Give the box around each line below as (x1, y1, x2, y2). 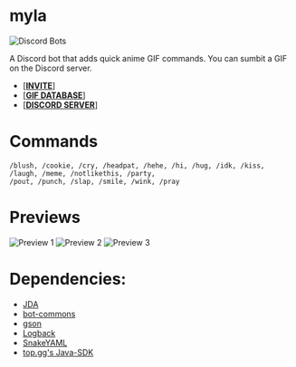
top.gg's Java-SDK (22, 346, 94, 358)
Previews (9, 208, 81, 227)
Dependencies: (9, 269, 127, 289)
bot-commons (22, 308, 76, 319)
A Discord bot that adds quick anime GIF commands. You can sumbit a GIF (9, 53, 288, 63)
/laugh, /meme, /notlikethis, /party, (9, 169, 156, 178)
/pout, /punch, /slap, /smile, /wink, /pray (9, 177, 180, 186)
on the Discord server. (9, 63, 92, 73)
